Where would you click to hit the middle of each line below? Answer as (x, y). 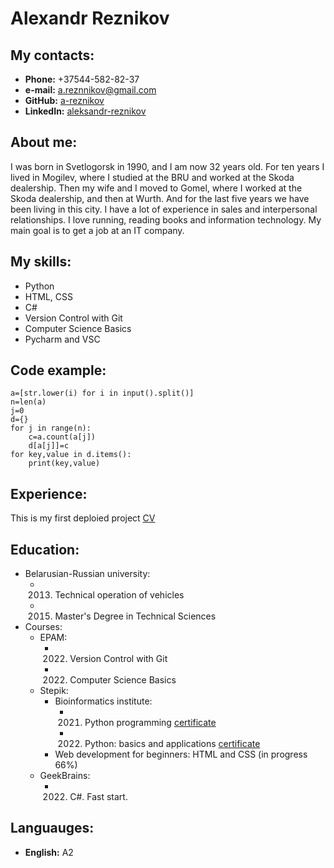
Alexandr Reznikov (90, 18)
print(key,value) (64, 463)
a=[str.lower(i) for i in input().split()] (102, 393)
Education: (45, 549)
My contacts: (52, 55)
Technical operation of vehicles (119, 595)
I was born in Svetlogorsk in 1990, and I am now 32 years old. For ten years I (167, 166)
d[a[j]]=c (49, 446)
